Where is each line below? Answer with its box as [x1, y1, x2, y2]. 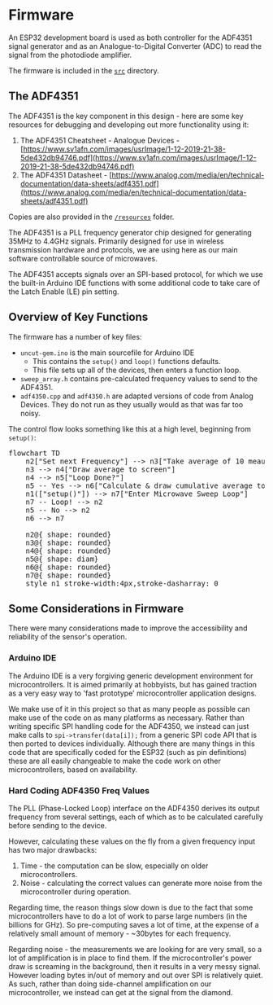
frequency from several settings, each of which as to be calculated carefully [8, 812, 264, 822]
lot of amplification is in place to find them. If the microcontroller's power [8, 953, 252, 963]
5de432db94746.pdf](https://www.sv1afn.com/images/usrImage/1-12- [19, 152, 258, 162]
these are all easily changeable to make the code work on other [8, 756, 221, 766]
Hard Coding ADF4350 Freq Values [8, 784, 150, 796]
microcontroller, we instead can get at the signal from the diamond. [8, 987, 233, 997]
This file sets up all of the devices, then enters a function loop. [32, 365, 241, 375]
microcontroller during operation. [19, 886, 132, 897]
